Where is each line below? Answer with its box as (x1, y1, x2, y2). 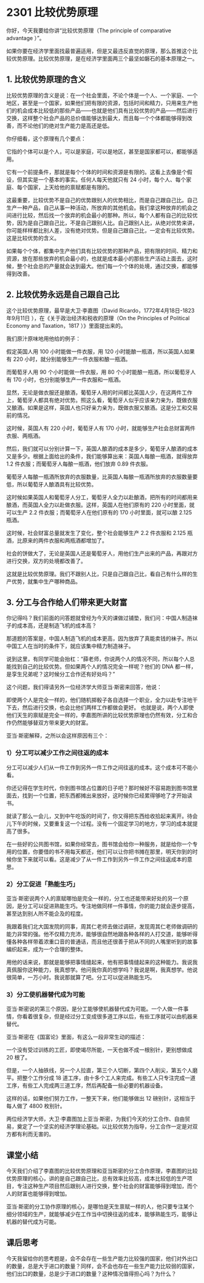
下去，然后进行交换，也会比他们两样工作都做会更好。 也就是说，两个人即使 (6, 704, 194, 711)
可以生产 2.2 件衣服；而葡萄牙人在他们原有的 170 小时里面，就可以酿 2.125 (6, 508, 192, 516)
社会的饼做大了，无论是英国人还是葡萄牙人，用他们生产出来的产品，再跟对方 (6, 550, 198, 557)
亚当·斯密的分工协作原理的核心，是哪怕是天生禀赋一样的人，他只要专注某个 (6, 1203, 194, 1210)
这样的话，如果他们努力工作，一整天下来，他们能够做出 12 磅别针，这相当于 (6, 1095, 196, 1102)
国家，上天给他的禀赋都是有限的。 (27, 183, 113, 191)
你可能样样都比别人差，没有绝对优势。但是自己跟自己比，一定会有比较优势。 (6, 226, 198, 234)
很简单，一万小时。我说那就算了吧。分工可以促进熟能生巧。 (6, 973, 155, 981)
